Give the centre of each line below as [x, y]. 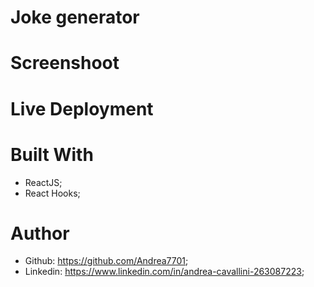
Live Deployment [82, 108]
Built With [52, 154]
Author [40, 233]
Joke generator [75, 17]
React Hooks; [52, 193]
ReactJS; [43, 182]
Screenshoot [65, 63]
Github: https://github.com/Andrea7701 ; [106, 261]
